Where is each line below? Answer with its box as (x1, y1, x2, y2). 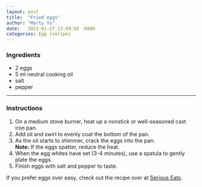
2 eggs (14, 64, 32, 72)
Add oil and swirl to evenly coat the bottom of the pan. (14, 130, 150, 138)
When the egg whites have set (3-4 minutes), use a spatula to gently (14, 149, 185, 156)
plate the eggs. (14, 156, 52, 163)
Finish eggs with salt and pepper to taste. (14, 162, 118, 170)
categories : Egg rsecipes (6, 31, 71, 37)
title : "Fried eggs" (6, 14, 61, 20)
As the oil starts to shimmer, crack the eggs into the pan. (14, 137, 155, 144)
